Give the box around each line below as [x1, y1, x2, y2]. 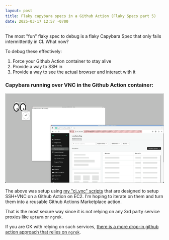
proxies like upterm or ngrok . [5, 214, 63, 220]
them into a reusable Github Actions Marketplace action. [5, 199, 122, 205]
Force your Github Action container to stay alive [12, 58, 112, 64]
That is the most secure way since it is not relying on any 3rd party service [5, 209, 160, 215]
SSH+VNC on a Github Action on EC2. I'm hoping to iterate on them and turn [5, 194, 163, 200]
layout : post [5, 8, 33, 13]
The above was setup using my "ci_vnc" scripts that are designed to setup [5, 188, 159, 194]
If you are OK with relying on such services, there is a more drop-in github [5, 224, 159, 230]
